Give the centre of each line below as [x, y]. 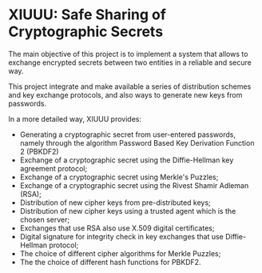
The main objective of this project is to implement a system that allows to [128, 54]
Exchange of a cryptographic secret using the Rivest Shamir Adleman [134, 185]
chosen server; [45, 219]
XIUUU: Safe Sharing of [87, 15]
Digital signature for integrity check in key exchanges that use [121, 236]
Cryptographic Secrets [86, 32]
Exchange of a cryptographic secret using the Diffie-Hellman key [127, 160]
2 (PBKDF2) [39, 151]
